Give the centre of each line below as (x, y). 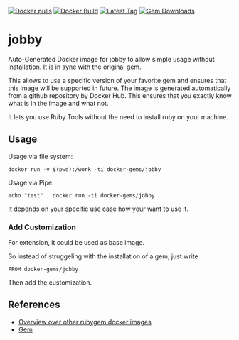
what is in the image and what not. (58, 103)
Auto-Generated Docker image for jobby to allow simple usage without (112, 59)
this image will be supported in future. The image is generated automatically (119, 88)
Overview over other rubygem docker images (85, 322)
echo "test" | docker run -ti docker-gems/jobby (81, 195)
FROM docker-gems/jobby (43, 270)
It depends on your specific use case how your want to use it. (99, 209)
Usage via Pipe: (31, 182)
